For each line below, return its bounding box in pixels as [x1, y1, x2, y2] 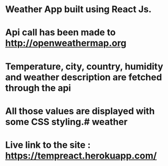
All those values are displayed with [5, 105, 155, 117]
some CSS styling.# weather [5, 116, 128, 128]
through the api [5, 82, 71, 94]
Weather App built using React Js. [5, 4, 152, 15]
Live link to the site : [5, 139, 91, 150]
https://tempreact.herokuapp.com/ [5, 150, 157, 161]
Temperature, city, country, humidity [5, 61, 163, 72]
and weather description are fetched [5, 71, 162, 83]
